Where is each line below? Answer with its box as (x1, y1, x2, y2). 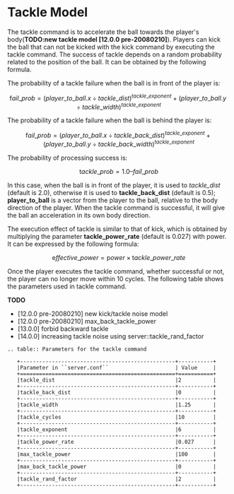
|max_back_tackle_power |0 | (16, 463, 217, 470)
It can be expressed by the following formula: (7, 240, 139, 248)
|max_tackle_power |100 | (16, 450, 217, 458)
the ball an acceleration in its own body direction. (7, 211, 151, 219)
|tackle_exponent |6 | (16, 425, 217, 433)
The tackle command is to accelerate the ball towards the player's (7, 28, 199, 36)
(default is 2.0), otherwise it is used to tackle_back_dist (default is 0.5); (7, 188, 216, 196)
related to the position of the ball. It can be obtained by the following (7, 57, 206, 66)
